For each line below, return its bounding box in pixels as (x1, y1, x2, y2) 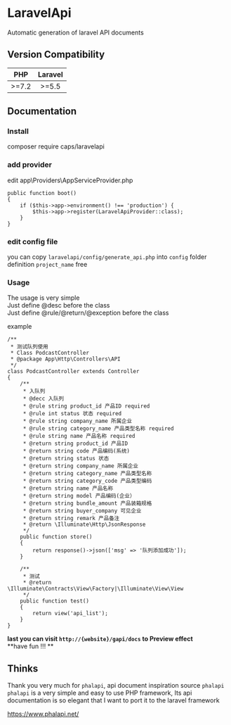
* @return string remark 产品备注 (22, 515, 120, 522)
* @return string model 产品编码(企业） (22, 493, 136, 500)
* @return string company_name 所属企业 (22, 462, 139, 469)
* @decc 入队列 (22, 396, 65, 403)
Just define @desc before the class (7, 301, 110, 310)
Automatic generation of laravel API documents (7, 28, 144, 37)
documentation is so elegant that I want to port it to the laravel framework (7, 696, 220, 705)
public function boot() (7, 189, 77, 196)
